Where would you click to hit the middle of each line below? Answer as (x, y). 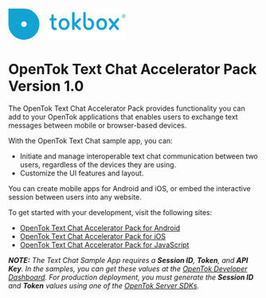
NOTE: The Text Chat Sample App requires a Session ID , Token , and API (128, 260)
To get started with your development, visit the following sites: (110, 212)
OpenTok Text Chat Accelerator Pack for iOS (93, 236)
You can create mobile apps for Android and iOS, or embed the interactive (129, 188)
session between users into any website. (75, 197)
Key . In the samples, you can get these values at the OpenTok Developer (128, 269)
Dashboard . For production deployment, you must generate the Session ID (131, 277)
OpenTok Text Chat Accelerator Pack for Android (100, 228)
